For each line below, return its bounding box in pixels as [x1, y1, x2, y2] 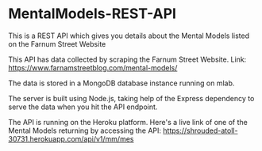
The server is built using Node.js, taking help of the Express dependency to [8, 93, 255, 103]
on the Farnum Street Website [8, 39, 106, 48]
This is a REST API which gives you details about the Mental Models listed [8, 31, 250, 40]
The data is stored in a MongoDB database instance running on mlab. [8, 78, 235, 88]
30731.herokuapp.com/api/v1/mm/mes [8, 134, 134, 143]
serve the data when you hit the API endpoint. [8, 102, 158, 111]
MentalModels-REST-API [8, 5, 177, 23]
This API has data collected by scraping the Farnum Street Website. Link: [8, 55, 247, 64]
